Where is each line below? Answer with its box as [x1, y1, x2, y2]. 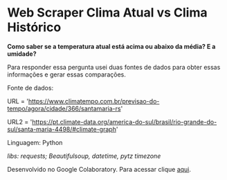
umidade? [7, 50, 37, 58]
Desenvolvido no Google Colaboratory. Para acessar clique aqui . [7, 165, 192, 173]
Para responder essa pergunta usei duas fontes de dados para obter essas [7, 63, 221, 71]
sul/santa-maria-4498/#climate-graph [7, 125, 116, 133]
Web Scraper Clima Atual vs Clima [7, 5, 208, 21]
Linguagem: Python [7, 138, 63, 146]
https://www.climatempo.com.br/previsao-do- [28, 97, 160, 105]
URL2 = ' [7, 117, 33, 126]
